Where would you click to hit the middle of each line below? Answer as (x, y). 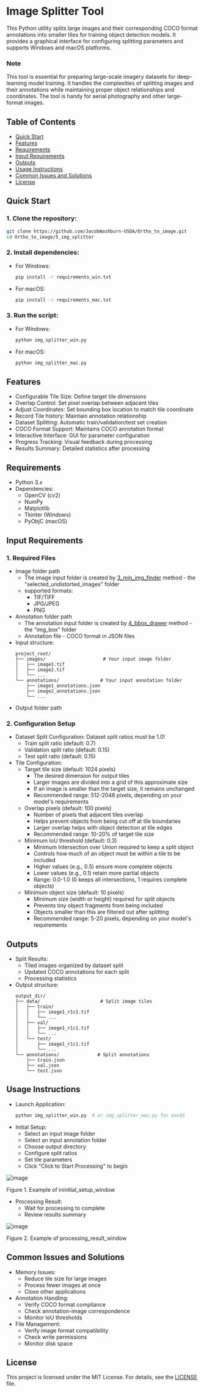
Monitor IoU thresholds (53, 1318)
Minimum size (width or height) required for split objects (104, 899)
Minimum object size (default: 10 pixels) (74, 893)
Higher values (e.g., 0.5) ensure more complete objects (103, 867)
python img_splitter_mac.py (51, 363)
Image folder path (38, 571)
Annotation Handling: (42, 1298)
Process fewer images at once (62, 1285)
